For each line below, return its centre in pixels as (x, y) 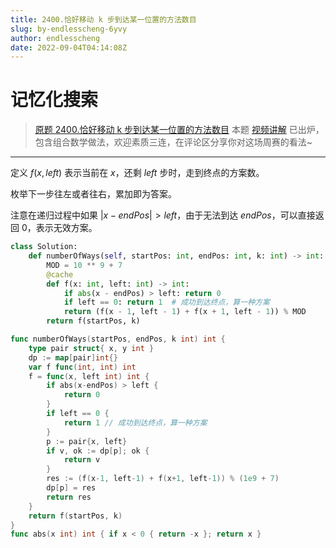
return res (69, 497)
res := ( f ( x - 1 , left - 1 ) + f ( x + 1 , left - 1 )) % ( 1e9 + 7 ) (163, 479)
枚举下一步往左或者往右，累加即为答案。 (93, 194)
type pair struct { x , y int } (91, 348)
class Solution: (44, 247)
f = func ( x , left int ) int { (89, 376)
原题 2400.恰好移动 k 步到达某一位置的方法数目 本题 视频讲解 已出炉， (179, 130)
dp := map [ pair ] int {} (73, 357)
